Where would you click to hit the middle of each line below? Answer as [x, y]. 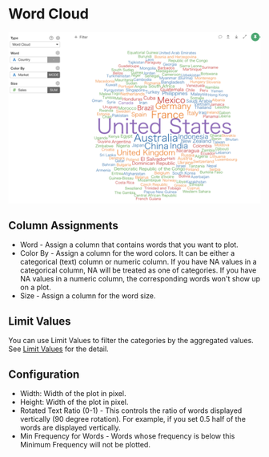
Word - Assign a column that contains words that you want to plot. [129, 245]
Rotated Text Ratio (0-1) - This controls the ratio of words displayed [131, 410]
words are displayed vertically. [70, 427]
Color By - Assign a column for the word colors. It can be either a [127, 253]
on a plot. [36, 287]
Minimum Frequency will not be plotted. [85, 444]
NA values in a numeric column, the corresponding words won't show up [140, 279]
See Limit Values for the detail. [59, 349]
